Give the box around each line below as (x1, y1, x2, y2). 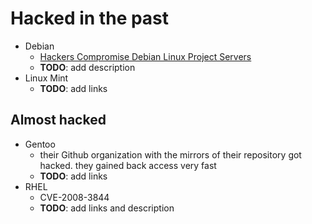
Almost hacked (10, 112, 107, 129)
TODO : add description (39, 61, 136, 73)
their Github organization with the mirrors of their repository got (39, 148, 302, 161)
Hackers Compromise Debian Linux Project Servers (39, 50, 252, 62)
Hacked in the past (10, 7, 170, 30)
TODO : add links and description (39, 202, 175, 214)
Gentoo (24, 138, 56, 150)
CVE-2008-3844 (39, 191, 110, 203)
